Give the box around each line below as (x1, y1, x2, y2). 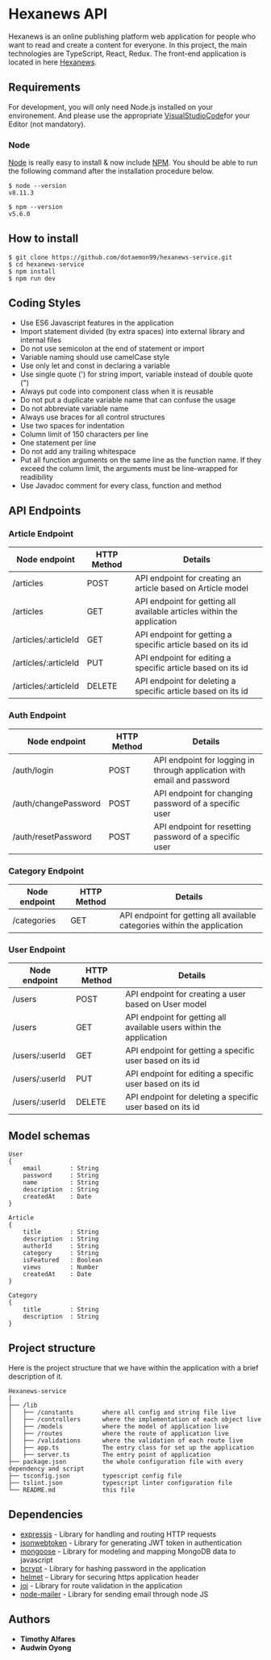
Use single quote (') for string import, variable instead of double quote (19, 369, 253, 379)
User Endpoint (8, 944, 66, 955)
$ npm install (8, 267, 56, 275)
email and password (153, 774, 230, 786)
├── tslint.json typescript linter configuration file (8, 1479, 232, 1487)
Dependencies (8, 1508, 83, 1521)
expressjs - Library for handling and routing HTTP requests (19, 1529, 217, 1539)
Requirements (8, 81, 81, 94)
